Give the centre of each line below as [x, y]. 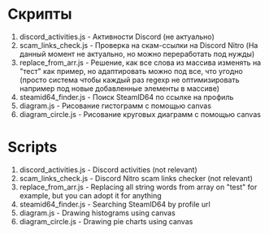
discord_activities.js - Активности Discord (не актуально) [117, 37]
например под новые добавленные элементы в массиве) [119, 88]
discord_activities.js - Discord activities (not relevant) [108, 169]
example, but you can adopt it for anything [90, 195]
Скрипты [40, 14]
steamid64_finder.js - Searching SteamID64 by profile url [115, 204]
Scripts [33, 147]
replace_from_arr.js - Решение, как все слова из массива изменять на [140, 63]
